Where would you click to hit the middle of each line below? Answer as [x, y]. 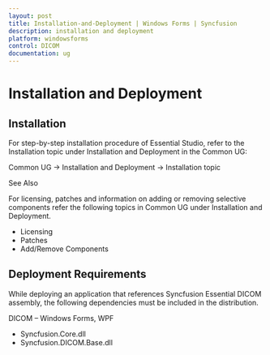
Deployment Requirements [77, 274]
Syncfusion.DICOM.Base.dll [66, 342]
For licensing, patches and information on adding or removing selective [127, 199]
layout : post [30, 16]
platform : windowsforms [49, 38]
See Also [24, 183]
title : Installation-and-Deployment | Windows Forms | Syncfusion [123, 24]
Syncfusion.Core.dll [53, 334]
